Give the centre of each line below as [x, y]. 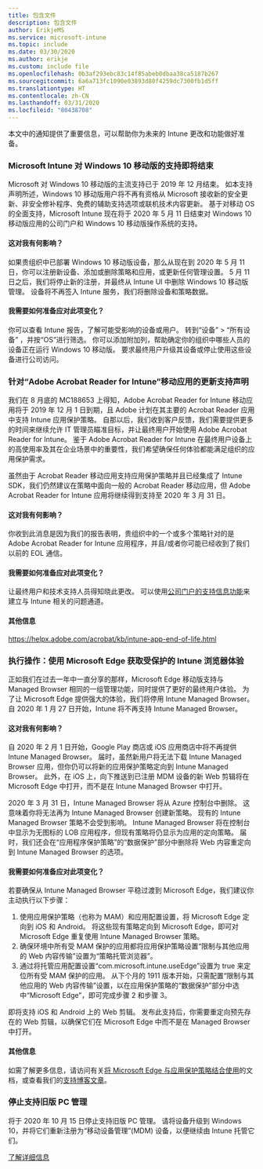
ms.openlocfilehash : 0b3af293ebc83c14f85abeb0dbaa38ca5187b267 [113, 74]
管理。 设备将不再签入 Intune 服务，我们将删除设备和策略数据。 [110, 291]
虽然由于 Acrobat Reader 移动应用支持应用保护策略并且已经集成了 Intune [125, 475]
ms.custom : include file [49, 67]
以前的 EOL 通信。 [37, 553]
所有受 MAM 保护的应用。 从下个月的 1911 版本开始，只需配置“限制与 [137, 976]
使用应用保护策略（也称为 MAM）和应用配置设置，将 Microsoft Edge [130, 917]
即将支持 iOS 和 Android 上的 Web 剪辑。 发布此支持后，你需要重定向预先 [126, 1012]
